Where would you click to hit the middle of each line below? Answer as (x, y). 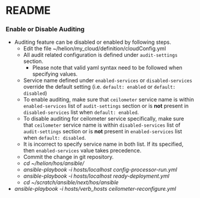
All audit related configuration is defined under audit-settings (100, 55)
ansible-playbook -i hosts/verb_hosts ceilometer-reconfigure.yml (95, 189)
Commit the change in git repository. (68, 157)
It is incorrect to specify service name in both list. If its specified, (103, 144)
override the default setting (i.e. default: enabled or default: (99, 87)
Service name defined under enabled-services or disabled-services (108, 80)
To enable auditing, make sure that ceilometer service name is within (109, 100)
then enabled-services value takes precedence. (82, 151)
